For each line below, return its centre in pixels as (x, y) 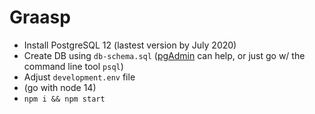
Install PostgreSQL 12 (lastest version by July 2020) (130, 45)
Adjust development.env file (79, 77)
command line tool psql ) (73, 66)
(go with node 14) (60, 87)
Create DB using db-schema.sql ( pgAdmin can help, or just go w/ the (164, 55)
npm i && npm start (64, 99)
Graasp (40, 17)
